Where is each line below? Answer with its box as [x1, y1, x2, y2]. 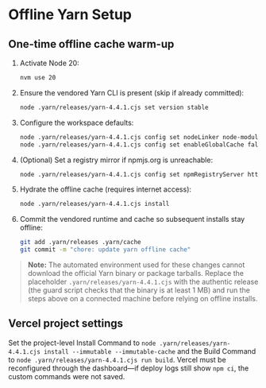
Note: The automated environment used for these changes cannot [27, 260, 245, 270]
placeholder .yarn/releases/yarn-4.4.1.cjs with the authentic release [27, 277, 259, 286]
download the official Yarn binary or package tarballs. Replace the [27, 269, 245, 277]
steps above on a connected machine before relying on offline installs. [27, 294, 258, 303]
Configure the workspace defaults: [19, 118, 134, 127]
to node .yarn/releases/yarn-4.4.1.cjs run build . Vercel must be [8, 355, 226, 364]
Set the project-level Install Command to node [8, 338, 156, 347]
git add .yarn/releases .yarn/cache [19, 239, 141, 246]
